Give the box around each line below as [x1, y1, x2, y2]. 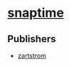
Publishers [7, 33, 56, 45]
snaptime [7, 5, 65, 21]
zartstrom [17, 51, 46, 60]
